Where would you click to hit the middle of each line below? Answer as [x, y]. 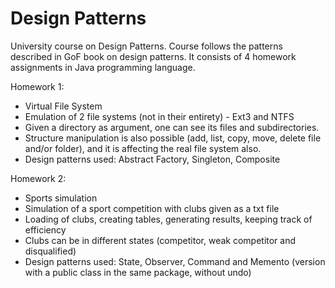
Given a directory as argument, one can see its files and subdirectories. [172, 127]
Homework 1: [37, 86]
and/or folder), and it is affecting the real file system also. [143, 148]
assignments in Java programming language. [103, 67]
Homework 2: [38, 178]
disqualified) [50, 251]
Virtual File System [63, 106]
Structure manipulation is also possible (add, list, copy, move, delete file [173, 138]
